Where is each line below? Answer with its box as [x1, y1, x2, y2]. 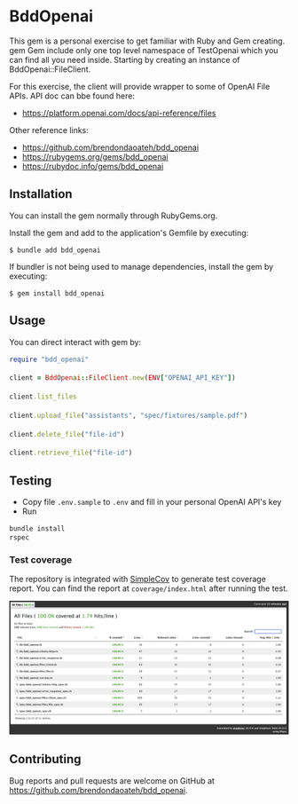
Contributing [9, 752, 82, 767]
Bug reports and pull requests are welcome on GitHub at [9, 775, 216, 786]
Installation [9, 186, 73, 201]
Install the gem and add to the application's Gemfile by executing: [9, 227, 249, 238]
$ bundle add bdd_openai [9, 246, 101, 255]
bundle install [9, 524, 66, 533]
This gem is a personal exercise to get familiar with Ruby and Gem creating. [9, 35, 286, 46]
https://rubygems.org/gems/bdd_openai [21, 151, 169, 162]
